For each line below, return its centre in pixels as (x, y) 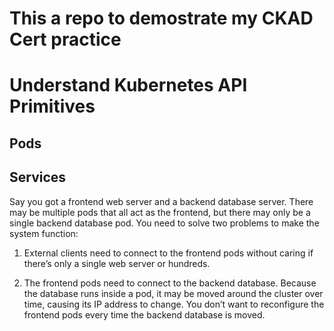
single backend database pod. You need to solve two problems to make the (164, 223)
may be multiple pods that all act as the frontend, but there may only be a (160, 212)
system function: (44, 233)
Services (38, 177)
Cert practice (65, 39)
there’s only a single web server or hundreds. (117, 263)
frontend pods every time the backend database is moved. (144, 314)
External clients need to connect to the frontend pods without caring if (168, 253)
